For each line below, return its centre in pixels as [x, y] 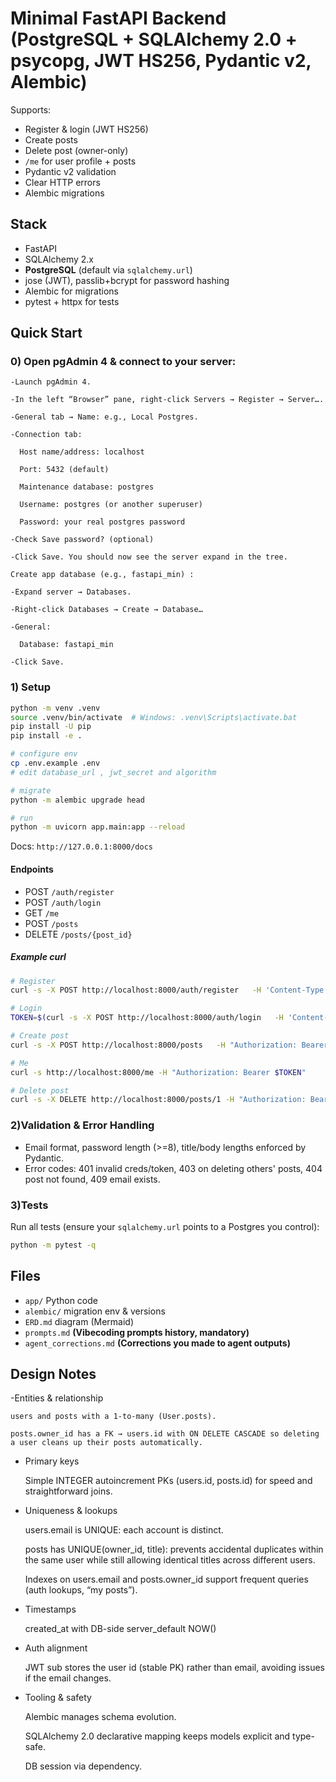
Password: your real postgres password [102, 522]
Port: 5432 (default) [64, 470]
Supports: [31, 109]
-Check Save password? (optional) [82, 540]
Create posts [51, 139]
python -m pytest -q [53, 1245]
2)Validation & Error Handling [82, 1125]
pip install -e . [46, 736]
